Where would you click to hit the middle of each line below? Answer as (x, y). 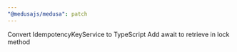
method (19, 42)
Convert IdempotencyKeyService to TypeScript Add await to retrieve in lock (118, 34)
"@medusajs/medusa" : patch (47, 14)
